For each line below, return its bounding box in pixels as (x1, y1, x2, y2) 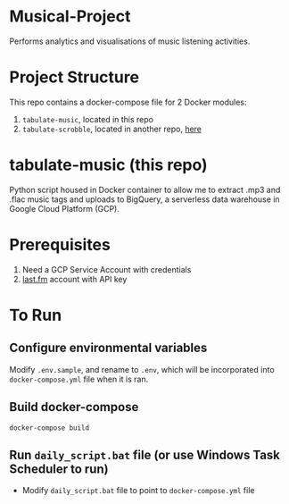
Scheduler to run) (9, 461, 109, 476)
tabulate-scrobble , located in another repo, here (21, 123, 202, 134)
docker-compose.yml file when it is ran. (9, 374, 149, 384)
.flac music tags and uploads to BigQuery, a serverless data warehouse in (9, 194, 280, 205)
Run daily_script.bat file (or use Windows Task (9, 447, 281, 462)
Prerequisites (9, 235, 111, 255)
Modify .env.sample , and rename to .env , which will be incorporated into (9, 364, 275, 374)
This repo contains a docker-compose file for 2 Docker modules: (9, 97, 247, 107)
